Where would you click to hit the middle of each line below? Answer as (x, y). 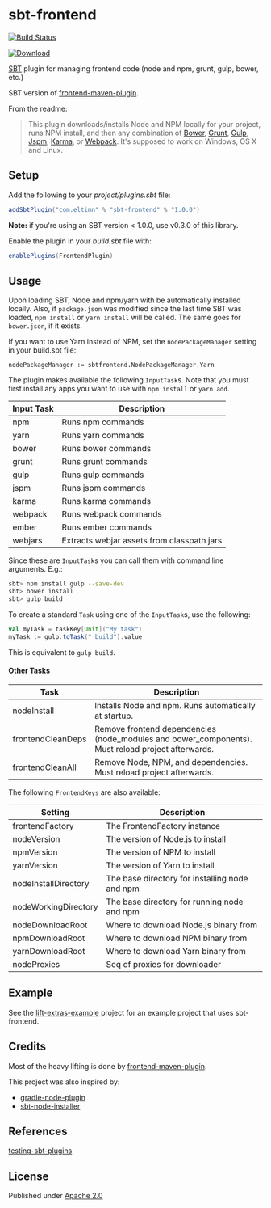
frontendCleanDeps (50, 739)
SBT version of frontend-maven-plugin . (73, 93)
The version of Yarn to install (161, 865)
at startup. (114, 716)
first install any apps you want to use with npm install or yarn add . (119, 389)
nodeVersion (36, 838)
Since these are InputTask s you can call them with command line (116, 560)
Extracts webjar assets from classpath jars (142, 541)
